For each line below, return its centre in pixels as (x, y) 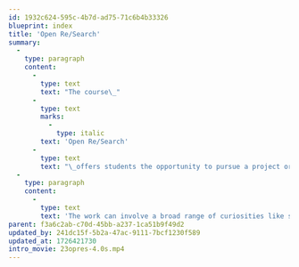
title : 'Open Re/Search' (54, 34)
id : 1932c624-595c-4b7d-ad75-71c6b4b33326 (88, 17)
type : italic (80, 133)
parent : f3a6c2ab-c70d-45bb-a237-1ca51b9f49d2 (96, 224)
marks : (53, 117)
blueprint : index (41, 26)
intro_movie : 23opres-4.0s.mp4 (66, 249)
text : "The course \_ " (81, 92)
